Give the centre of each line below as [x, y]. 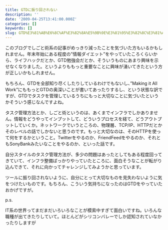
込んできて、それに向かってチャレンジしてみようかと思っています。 [74, 167]
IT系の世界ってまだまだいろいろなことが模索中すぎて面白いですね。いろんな [83, 210]
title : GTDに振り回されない [31, 10]
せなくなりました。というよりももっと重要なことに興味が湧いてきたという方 [84, 66]
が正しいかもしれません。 [31, 73]
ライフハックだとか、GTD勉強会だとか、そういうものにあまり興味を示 [86, 60]
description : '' [22, 14]
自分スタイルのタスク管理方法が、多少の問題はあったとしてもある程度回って [84, 154]
